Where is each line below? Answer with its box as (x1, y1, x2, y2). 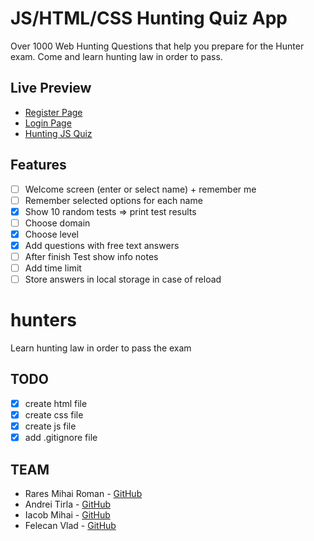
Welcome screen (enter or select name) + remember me (24, 183, 257, 195)
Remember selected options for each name (24, 194, 203, 206)
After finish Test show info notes (24, 250, 159, 262)
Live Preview (10, 80, 92, 97)
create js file (24, 420, 77, 432)
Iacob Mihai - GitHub (24, 508, 111, 521)
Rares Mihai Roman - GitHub (24, 487, 143, 499)
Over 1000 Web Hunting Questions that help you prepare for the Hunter (10, 40, 305, 52)
